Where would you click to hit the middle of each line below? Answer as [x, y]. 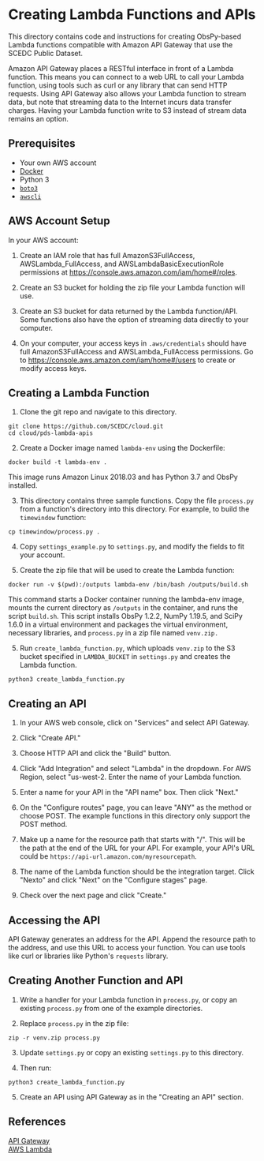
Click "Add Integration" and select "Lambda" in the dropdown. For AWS [135, 769]
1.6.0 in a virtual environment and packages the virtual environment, [118, 624]
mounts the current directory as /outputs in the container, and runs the [123, 608]
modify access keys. [53, 368]
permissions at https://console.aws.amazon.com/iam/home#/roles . [128, 272]
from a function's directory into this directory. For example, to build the [134, 509]
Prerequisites [42, 144]
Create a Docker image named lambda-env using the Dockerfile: [123, 448]
